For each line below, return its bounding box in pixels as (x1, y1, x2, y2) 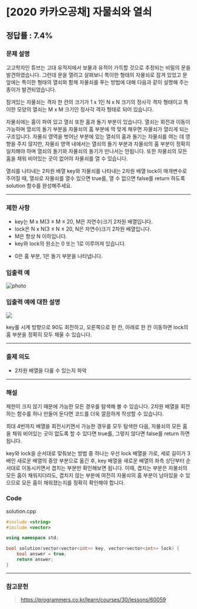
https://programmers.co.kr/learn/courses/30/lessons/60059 (20, 596, 166, 603)
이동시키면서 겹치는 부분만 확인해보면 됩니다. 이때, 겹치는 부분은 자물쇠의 (21, 465, 188, 472)
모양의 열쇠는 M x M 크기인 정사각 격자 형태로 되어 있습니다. (16, 106, 154, 113)
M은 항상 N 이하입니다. (14, 233, 67, 240)
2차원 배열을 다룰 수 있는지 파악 (14, 367, 87, 374)
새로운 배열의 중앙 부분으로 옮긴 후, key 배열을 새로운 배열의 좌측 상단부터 (16, 457, 185, 464)
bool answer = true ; (16, 551, 67, 557)
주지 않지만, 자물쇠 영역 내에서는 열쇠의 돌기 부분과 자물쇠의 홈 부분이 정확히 (16, 140, 191, 147)
